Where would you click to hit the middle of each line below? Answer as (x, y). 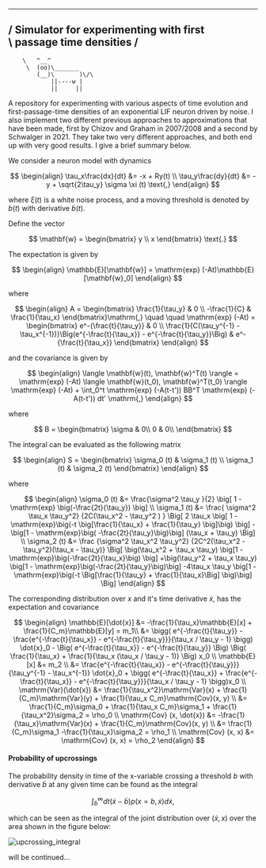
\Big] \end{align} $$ (133, 583)
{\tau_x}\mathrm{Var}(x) (53, 723)
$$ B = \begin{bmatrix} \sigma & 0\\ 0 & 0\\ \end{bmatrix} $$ (133, 429)
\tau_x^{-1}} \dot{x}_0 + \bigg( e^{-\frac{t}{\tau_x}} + (138, 673)
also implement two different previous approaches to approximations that (128, 120)
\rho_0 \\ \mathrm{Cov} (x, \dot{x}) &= (154, 715)
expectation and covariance (53, 606)
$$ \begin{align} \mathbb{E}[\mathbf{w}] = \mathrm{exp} (106, 270)
